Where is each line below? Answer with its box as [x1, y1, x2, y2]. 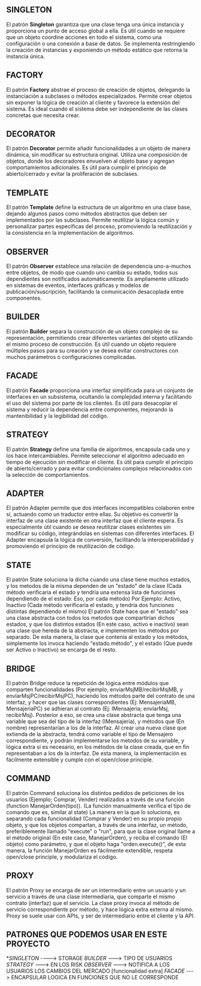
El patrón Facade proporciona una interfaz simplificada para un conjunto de [6, 387, 194, 394]
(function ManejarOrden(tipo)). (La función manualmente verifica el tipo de [6, 802, 191, 809]
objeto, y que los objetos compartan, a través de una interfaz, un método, [6, 821, 188, 828]
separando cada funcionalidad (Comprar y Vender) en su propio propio [6, 815, 182, 822]
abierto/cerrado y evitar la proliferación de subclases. [6, 171, 139, 178]
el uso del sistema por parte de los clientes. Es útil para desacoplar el [6, 399, 178, 407]
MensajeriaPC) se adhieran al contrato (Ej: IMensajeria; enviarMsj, [6, 705, 169, 712]
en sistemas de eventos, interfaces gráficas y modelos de [6, 282, 149, 289]
